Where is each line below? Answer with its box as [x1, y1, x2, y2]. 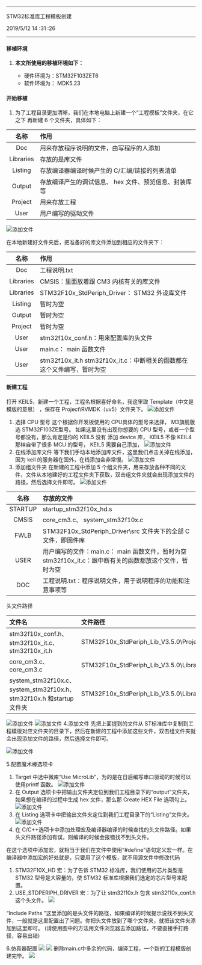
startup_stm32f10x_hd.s [42, 505, 112, 513]
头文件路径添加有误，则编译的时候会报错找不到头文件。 [14, 833, 152, 840]
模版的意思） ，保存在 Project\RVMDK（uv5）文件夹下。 [6, 405, 147, 413]
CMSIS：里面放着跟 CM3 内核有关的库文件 [40, 277, 161, 286]
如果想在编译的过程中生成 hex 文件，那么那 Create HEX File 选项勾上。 [14, 795, 191, 803]
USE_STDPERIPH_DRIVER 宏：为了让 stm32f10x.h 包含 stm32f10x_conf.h [14, 889, 196, 896]
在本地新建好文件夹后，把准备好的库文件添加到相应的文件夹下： [6, 239, 164, 246]
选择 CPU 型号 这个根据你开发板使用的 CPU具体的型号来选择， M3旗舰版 [14, 418, 195, 425]
